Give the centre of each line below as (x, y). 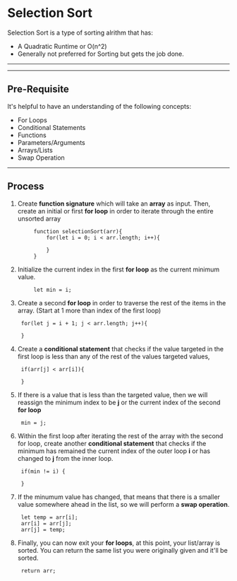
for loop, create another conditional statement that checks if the (112, 443)
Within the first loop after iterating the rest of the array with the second (120, 435)
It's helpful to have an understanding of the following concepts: (99, 106)
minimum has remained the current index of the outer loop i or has (114, 451)
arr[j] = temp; (43, 529)
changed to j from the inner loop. (65, 458)
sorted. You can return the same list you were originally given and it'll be (122, 550)
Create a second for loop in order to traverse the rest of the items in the (122, 303)
